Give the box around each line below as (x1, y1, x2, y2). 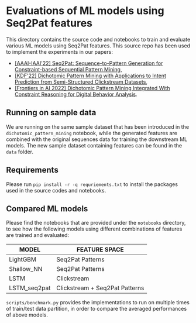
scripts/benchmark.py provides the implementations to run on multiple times (6, 299, 190, 306)
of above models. (6, 311, 48, 318)
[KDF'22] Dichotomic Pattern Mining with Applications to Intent (14, 72, 167, 79)
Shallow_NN (9, 265, 43, 273)
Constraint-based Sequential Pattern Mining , (14, 66, 122, 73)
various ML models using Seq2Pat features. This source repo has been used (6, 42, 191, 49)
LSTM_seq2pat (9, 284, 51, 292)
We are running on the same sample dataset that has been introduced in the (6, 123, 189, 130)
